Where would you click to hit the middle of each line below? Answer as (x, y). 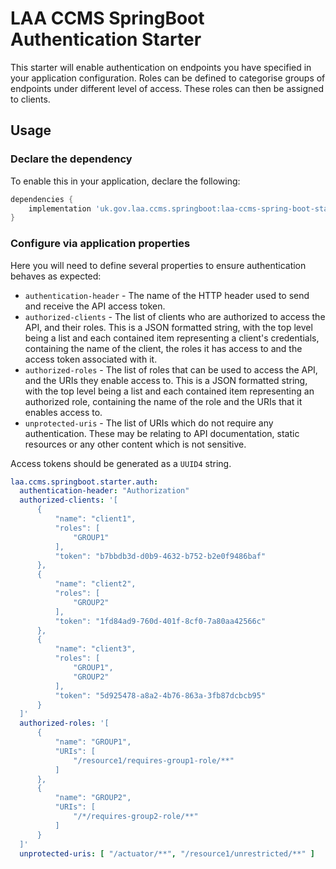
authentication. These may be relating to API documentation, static (162, 433)
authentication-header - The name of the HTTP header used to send (167, 295)
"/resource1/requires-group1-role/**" (154, 760)
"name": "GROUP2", (93, 798)
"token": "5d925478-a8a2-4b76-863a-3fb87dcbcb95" (160, 695)
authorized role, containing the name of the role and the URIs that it (163, 401)
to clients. (30, 99)
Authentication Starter (106, 39)
